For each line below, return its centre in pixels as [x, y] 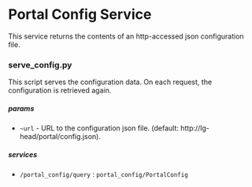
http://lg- [195, 128]
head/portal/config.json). [60, 137]
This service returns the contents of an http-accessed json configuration [126, 36]
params [21, 108]
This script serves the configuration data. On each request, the [110, 82]
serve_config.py [40, 64]
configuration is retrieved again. [60, 90]
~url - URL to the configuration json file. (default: [99, 128]
